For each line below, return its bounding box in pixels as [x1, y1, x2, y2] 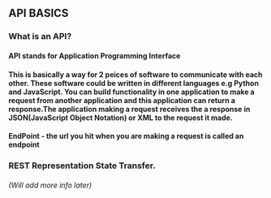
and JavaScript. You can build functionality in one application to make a [8, 87, 255, 97]
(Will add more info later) [8, 180, 92, 190]
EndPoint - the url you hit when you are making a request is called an [8, 131, 244, 141]
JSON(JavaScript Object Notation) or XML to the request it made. [8, 113, 234, 123]
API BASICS [8, 6, 69, 20]
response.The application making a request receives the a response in [8, 104, 251, 114]
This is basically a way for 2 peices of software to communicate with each [8, 69, 263, 80]
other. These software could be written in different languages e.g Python [8, 78, 260, 88]
